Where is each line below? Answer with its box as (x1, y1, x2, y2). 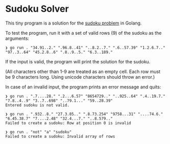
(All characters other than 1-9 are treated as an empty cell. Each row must (5, 68, 161, 75)
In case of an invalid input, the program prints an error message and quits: (5, 84, 161, 90)
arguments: (5, 35, 30, 41)
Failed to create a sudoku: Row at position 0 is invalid (5, 121, 131, 126)
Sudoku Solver (5, 3, 69, 15)
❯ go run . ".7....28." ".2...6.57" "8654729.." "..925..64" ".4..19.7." (5, 93, 166, 99)
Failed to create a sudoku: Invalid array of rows (5, 134, 115, 139)
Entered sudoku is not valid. (5, 103, 70, 108)
